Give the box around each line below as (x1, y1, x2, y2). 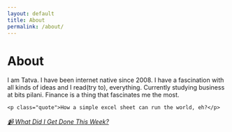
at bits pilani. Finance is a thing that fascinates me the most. (7, 91, 180, 99)
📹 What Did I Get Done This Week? (7, 117, 110, 126)
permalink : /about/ (7, 23, 64, 30)
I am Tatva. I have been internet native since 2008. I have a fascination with (7, 76, 224, 84)
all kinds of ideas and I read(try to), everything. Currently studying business (7, 83, 225, 92)
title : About (7, 17, 45, 24)
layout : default (7, 10, 55, 17)
